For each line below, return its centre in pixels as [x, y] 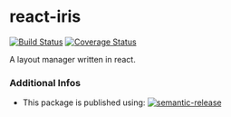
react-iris [45, 17]
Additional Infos [45, 83]
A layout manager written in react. [72, 59]
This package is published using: [84, 102]
